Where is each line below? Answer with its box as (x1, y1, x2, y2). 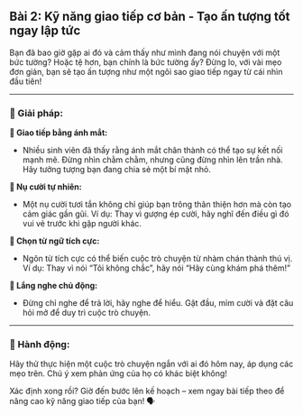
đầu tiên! (9, 76, 42, 87)
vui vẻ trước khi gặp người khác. (22, 218, 142, 229)
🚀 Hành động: (9, 338, 70, 351)
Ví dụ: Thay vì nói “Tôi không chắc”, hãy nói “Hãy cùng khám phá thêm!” (22, 263, 291, 273)
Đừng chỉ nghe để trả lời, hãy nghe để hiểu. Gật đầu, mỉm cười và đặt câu (22, 298, 294, 309)
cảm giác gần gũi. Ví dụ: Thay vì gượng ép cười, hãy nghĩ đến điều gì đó (22, 208, 289, 219)
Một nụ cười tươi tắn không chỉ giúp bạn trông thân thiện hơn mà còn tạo (22, 199, 291, 210)
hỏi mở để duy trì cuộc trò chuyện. (22, 308, 151, 318)
